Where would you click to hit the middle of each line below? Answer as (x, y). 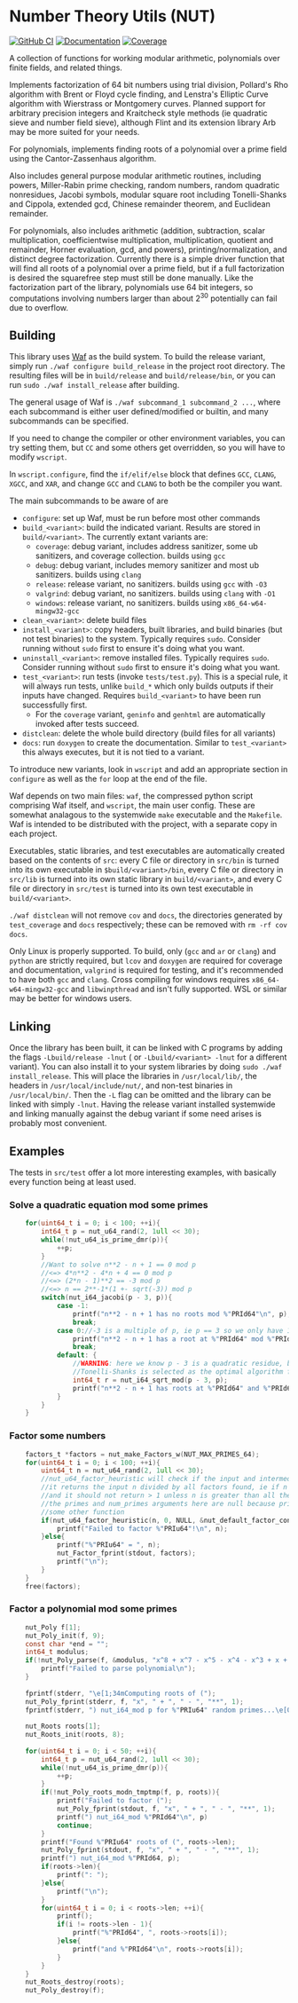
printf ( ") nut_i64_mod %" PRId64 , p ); (110, 1858)
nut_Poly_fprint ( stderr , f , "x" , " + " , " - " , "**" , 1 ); (134, 1701)
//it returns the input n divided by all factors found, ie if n (165, 1487)
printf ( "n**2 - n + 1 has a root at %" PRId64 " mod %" (174, 1339)
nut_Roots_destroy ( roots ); (75, 1982)
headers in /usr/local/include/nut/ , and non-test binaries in (121, 1085)
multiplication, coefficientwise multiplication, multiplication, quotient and (141, 240)
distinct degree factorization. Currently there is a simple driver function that (147, 258)
